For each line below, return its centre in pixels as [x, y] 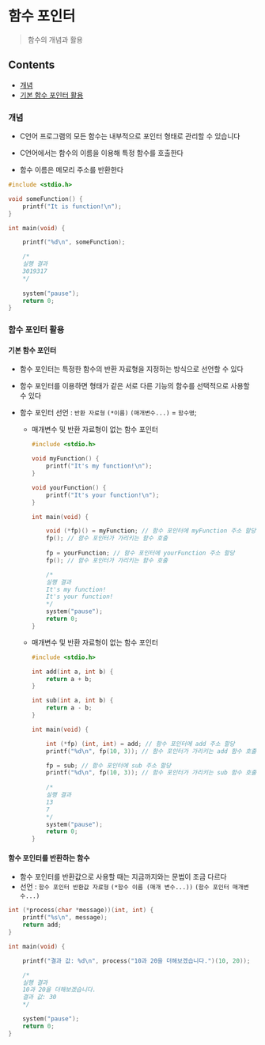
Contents [32, 65]
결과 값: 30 [40, 998]
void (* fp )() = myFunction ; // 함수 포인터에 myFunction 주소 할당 [151, 531]
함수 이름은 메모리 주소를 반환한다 [72, 170]
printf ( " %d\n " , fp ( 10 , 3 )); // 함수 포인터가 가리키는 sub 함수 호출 [151, 773]
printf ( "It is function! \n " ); [72, 206]
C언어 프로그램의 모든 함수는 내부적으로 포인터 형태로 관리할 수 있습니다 [130, 136]
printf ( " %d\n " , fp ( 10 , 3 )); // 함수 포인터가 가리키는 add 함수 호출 [151, 751]
